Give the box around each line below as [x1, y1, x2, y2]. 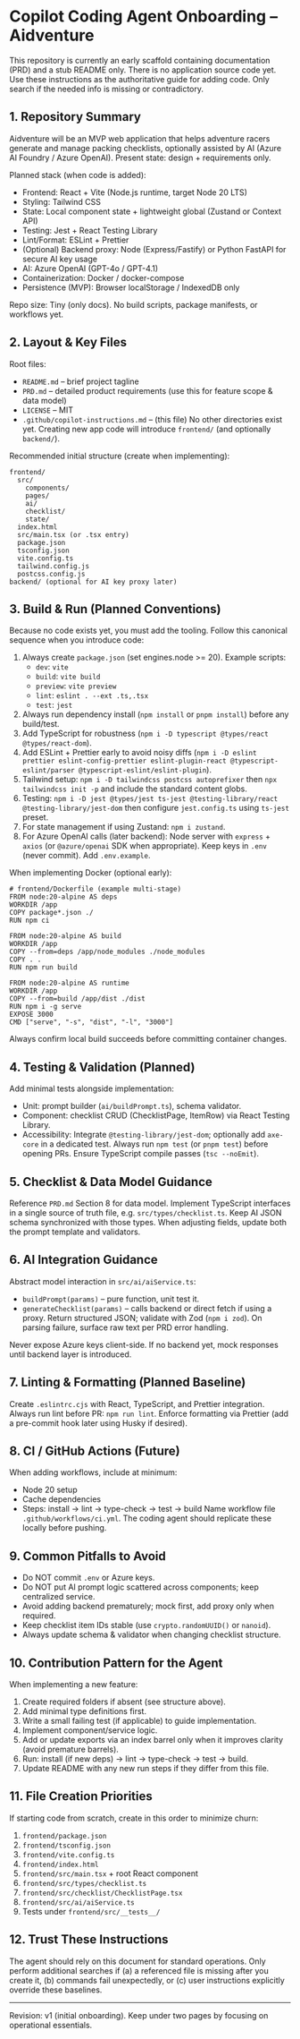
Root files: [9, 358, 46, 369]
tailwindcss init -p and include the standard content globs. [21, 783, 247, 794]
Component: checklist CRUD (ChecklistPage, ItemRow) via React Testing [21, 1110, 290, 1121]
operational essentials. [9, 2019, 93, 2030]
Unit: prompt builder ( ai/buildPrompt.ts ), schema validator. [21, 1101, 242, 1112]
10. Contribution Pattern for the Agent [9, 1655, 223, 1670]
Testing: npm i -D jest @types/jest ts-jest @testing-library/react [21, 793, 279, 804]
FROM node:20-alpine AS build [9, 932, 122, 941]
